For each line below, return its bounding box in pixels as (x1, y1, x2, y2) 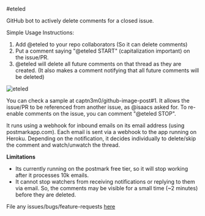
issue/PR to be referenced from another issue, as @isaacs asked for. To (6, 103, 187, 111)
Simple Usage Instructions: (6, 29, 75, 36)
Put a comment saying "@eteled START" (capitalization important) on (15, 47, 190, 54)
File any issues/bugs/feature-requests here (6, 203, 116, 210)
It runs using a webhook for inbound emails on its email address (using (6, 122, 185, 129)
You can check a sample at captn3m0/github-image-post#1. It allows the (6, 97, 190, 104)
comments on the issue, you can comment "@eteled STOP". (24, 110, 176, 117)
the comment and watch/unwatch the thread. (6, 141, 121, 149)
